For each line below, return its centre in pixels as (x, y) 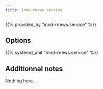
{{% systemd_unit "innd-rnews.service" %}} (52, 53)
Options (18, 40)
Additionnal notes (34, 68)
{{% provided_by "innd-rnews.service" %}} (51, 24)
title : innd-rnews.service (34, 10)
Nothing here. (20, 81)
